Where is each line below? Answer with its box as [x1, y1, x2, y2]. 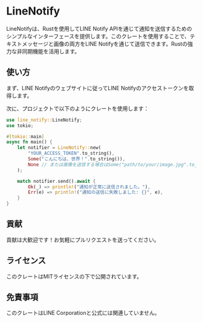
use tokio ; [6, 122, 34, 128]
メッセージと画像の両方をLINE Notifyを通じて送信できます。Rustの [22, 40, 188, 47]
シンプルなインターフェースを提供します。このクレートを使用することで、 [6, 32, 190, 40]
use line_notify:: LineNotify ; [6, 117, 83, 123]
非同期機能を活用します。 [16, 47, 80, 55]
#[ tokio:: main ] [6, 133, 45, 140]
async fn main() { [6, 139, 53, 145]
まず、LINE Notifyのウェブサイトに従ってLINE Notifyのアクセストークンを [6, 84, 189, 91]
